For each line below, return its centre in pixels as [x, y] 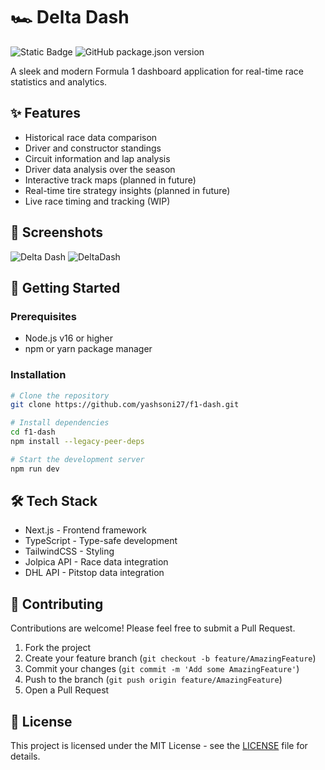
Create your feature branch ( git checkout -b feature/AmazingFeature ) [170, 658]
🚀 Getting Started [65, 287]
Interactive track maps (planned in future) [110, 180]
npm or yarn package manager [88, 349]
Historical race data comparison [91, 137]
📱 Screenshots [57, 232]
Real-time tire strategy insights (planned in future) [127, 190]
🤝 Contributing [57, 604]
